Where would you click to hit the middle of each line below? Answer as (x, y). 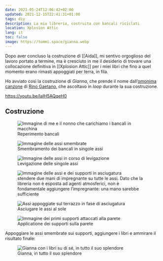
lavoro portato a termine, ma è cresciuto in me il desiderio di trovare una (78, 61)
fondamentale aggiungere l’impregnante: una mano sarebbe (78, 188)
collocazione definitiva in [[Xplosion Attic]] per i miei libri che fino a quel (78, 66)
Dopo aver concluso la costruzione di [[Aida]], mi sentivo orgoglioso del (78, 56)
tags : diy (15, 19)
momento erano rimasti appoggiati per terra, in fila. (57, 72)
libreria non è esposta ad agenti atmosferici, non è (68, 184)
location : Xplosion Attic (32, 28)
